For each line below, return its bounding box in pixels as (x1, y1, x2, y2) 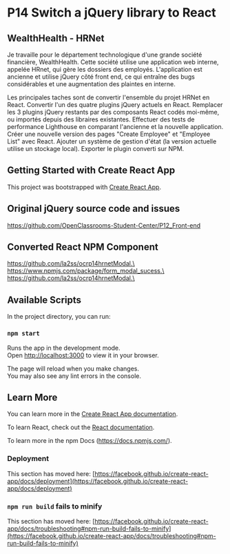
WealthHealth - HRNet (7, 32, 105, 44)
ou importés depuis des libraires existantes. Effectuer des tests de (7, 115, 195, 123)
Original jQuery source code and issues (7, 203, 180, 215)
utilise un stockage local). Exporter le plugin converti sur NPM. (7, 145, 185, 152)
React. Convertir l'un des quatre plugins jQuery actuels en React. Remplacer (7, 101, 223, 108)
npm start (7, 330, 40, 337)
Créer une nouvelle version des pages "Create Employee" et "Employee (7, 130, 211, 138)
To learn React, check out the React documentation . (7, 423, 155, 432)
